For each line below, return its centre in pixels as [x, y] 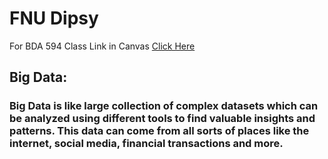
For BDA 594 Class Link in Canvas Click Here [102, 46]
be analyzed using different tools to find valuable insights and [162, 119]
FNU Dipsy [54, 18]
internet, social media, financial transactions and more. [146, 144]
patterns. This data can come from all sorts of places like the [159, 131]
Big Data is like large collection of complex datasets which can [164, 106]
